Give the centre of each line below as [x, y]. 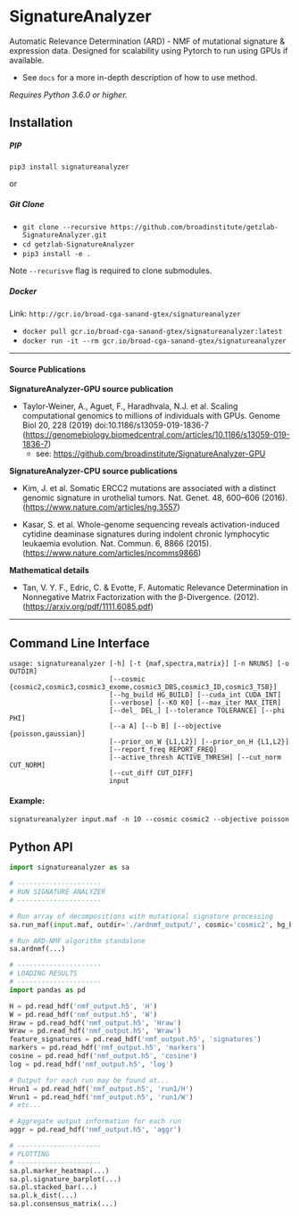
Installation [41, 123]
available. [27, 60]
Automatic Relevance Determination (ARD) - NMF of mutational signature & [147, 41]
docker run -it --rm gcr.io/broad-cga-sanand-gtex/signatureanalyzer [154, 341]
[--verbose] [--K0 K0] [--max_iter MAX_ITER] [195, 703]
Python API [41, 847]
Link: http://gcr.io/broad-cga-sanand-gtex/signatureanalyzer [125, 313]
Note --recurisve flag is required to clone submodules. [111, 271]
